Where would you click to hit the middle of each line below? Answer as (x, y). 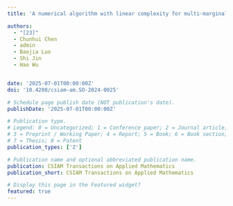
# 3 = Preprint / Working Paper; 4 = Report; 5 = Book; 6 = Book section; (118, 135)
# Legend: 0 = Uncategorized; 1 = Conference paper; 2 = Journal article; (118, 128)
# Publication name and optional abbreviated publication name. (102, 160)
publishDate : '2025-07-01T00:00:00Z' (62, 109)
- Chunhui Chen (35, 39)
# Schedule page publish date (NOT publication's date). (91, 102)
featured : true (29, 191)
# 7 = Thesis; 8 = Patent (44, 141)
